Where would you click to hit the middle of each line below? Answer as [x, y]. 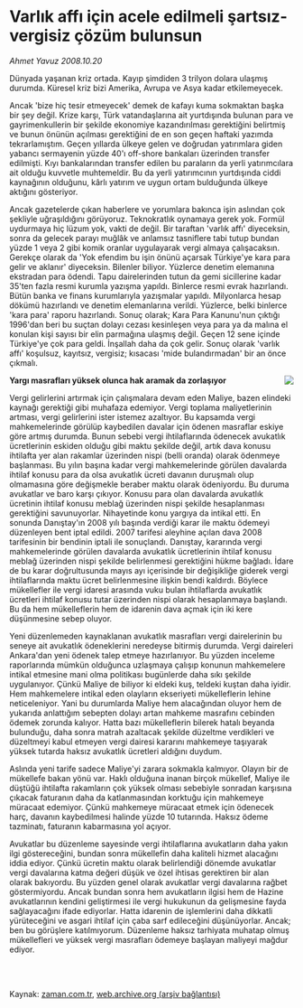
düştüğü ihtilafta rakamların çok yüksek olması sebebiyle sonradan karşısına [151, 788]
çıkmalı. [24, 362]
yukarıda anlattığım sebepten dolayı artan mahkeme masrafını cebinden [142, 713]
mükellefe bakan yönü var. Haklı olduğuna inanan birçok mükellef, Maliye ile [150, 778]
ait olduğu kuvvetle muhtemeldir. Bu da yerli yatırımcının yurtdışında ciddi [145, 173]
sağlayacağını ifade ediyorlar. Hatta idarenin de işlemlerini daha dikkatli [141, 910]
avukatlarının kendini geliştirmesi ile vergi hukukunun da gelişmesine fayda [148, 901]
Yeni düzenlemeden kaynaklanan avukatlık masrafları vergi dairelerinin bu [146, 636]
